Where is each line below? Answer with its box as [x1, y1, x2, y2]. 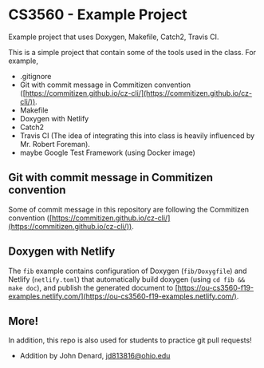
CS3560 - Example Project [8, 6, 187, 24]
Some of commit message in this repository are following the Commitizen [8, 204, 250, 214]
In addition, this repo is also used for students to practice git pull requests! [8, 335, 253, 345]
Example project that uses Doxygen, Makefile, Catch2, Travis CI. [8, 32, 219, 42]
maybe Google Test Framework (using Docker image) [19, 148, 195, 157]
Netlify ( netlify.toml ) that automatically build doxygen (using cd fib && [8, 274, 246, 284]
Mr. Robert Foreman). [19, 139, 90, 148]
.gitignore [19, 71, 52, 81]
